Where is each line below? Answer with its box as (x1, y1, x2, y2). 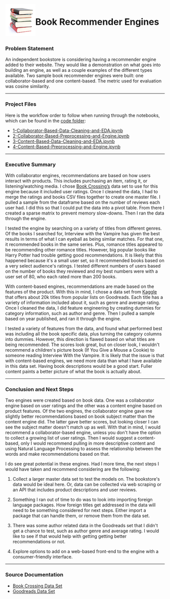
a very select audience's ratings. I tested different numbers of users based (5, 263, 161, 269)
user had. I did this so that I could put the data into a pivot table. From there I (5, 205, 164, 211)
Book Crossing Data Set (12, 583, 63, 589)
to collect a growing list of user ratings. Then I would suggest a (5, 435, 137, 441)
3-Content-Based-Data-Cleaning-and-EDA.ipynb (12, 138, 115, 144)
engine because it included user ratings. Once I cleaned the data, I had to (5, 189, 158, 195)
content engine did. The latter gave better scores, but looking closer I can (5, 419, 158, 425)
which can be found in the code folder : (5, 117, 86, 123)
